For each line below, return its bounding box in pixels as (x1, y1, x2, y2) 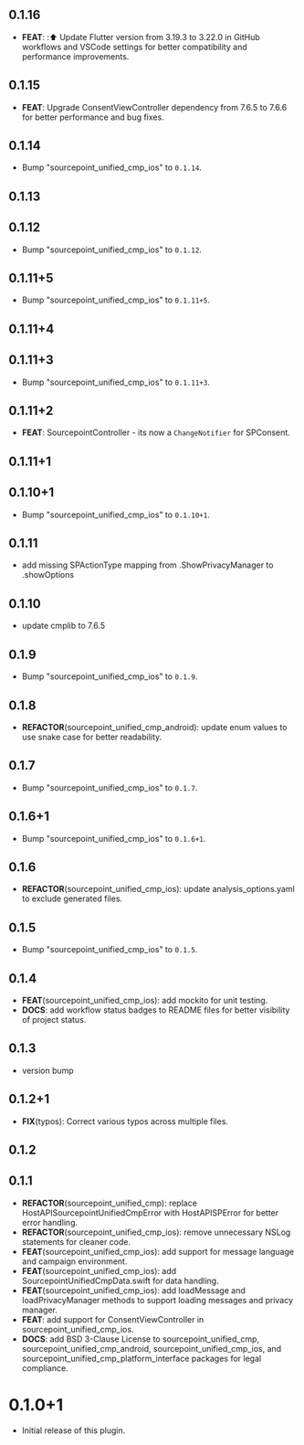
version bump (21, 1065, 74, 1076)
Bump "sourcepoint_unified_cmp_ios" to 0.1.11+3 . (21, 377, 211, 388)
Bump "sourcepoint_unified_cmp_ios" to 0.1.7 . (21, 781, 198, 793)
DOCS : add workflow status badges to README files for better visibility (21, 1004, 290, 1015)
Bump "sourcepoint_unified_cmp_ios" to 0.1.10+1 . (21, 509, 211, 520)
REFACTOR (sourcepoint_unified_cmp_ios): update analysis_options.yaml (21, 884, 296, 895)
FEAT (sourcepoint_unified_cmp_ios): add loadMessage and (21, 1284, 246, 1296)
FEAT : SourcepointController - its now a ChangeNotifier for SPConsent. (21, 427, 291, 438)
